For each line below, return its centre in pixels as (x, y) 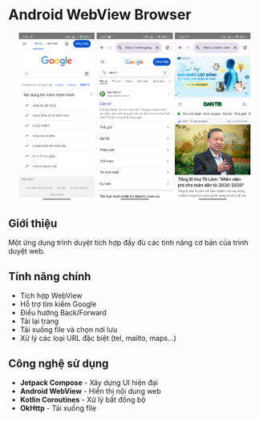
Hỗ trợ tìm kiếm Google (58, 304)
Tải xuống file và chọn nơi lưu (69, 330)
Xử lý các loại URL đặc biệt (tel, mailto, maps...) (98, 339)
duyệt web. (27, 251)
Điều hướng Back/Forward (63, 313)
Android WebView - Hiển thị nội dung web (91, 391)
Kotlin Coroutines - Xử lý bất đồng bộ (83, 399)
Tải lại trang (39, 321)
